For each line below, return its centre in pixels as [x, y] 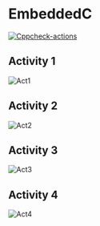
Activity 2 [33, 106]
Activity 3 [33, 150]
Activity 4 [33, 194]
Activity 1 [32, 61]
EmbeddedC [50, 14]
